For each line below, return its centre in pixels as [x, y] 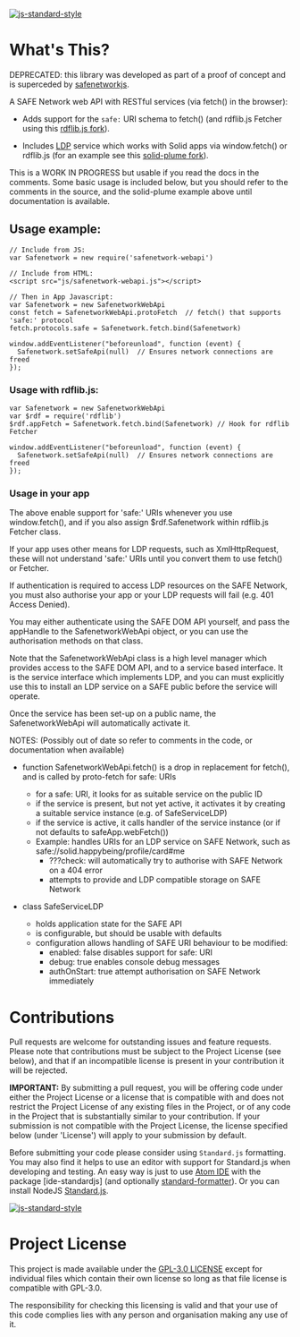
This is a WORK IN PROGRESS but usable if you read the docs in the [134, 172]
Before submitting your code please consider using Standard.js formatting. [148, 1153]
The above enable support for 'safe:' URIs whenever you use [121, 513]
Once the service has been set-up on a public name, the [113, 714]
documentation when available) [67, 750]
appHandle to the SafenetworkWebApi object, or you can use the [129, 632]
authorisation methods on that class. [76, 641]
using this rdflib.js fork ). [66, 128]
